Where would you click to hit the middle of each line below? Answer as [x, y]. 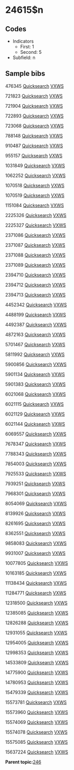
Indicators [23, 41]
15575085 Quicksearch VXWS [36, 742]
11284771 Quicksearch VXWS [36, 593]
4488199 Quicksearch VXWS [36, 314]
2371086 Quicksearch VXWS [35, 235]
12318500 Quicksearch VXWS [36, 603]
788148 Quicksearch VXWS [34, 135]
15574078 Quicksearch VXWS [36, 732]
